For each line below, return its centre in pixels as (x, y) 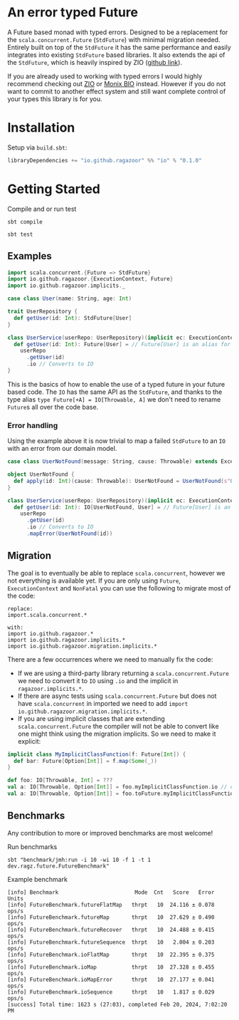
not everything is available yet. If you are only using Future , (94, 581)
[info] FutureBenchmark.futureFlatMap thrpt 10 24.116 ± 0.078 (111, 905)
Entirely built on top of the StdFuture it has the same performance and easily (119, 47)
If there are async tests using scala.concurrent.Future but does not (117, 696)
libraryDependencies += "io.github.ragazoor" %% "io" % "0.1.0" (105, 160)
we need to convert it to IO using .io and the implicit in (98, 680)
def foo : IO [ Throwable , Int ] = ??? (60, 781)
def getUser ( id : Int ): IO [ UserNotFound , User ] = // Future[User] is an (122, 507)
